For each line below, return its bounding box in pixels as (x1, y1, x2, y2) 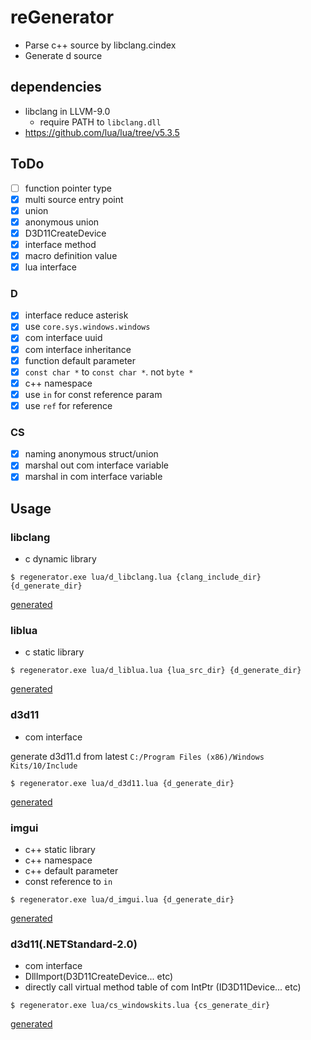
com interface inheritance (24, 343, 132, 355)
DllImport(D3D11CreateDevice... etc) (24, 971, 174, 983)
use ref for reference (24, 399, 113, 411)
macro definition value (24, 249, 118, 261)
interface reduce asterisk (24, 309, 129, 321)
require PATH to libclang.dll (39, 116, 162, 128)
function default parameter (24, 354, 137, 366)
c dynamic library (24, 553, 97, 565)
